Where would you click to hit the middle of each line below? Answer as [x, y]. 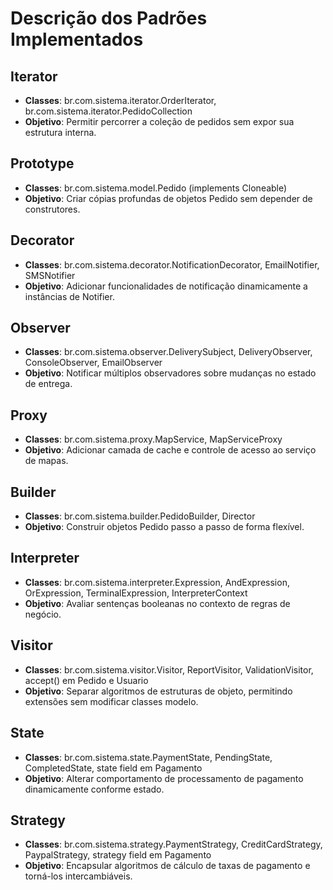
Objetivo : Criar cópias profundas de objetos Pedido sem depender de [168, 198]
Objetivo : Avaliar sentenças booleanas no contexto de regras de [157, 603]
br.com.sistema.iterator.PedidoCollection [108, 111]
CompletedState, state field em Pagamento [113, 768]
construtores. [52, 209]
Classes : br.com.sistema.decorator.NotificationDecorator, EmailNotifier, [172, 264]
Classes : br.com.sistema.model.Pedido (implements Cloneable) [156, 188]
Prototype [42, 163]
